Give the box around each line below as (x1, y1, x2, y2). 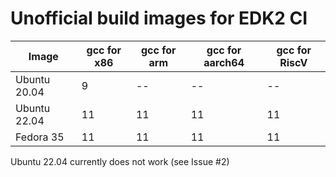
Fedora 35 (15, 130, 65, 144)
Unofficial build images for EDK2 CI (10, 7, 308, 30)
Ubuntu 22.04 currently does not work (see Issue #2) (10, 155, 230, 167)
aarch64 (203, 55, 245, 69)
